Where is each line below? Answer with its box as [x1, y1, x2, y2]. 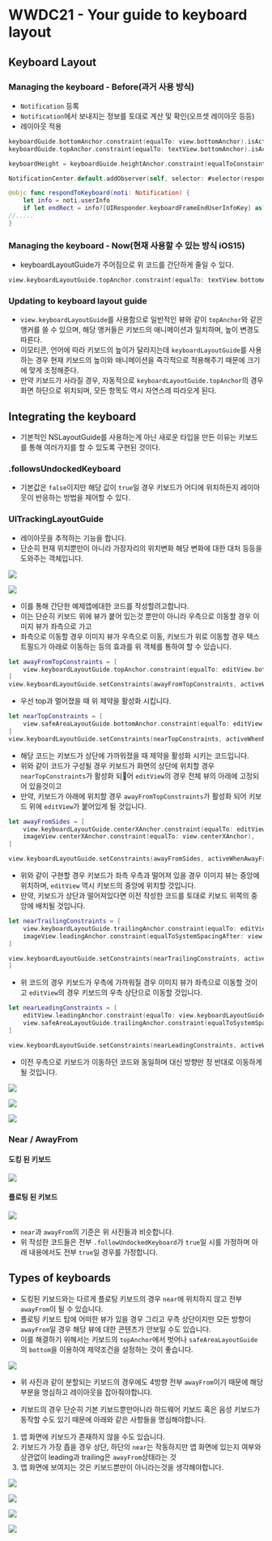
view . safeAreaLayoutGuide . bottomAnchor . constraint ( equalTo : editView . [23, 720, 266, 728]
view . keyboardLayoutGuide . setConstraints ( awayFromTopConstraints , [8, 680, 237, 689]
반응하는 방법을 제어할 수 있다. [35, 493, 131, 502]
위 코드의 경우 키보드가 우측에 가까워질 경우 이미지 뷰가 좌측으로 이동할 [19, 978, 243, 988]
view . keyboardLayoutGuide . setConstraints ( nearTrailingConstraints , [8, 954, 241, 962]
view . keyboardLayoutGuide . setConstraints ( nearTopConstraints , [8, 734, 223, 743]
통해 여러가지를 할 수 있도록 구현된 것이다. [28, 442, 161, 452]
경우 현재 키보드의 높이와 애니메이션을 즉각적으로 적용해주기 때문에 [35, 355, 245, 365]
